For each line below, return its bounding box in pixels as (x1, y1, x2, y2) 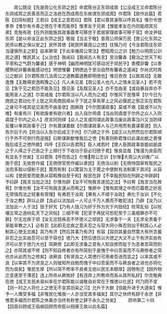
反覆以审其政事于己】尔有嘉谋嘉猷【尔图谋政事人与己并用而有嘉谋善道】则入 (5, 123, 162, 129)
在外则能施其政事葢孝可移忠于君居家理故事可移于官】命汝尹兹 (35, 29, 162, 35)
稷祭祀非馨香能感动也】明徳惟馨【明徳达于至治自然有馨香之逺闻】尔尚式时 (5, 67, 158, 72)
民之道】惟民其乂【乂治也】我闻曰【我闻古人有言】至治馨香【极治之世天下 (5, 54, 158, 60)
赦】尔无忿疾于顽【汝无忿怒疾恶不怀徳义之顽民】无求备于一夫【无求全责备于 (5, 216, 162, 222)
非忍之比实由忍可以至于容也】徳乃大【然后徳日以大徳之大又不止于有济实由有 (5, 235, 162, 241)
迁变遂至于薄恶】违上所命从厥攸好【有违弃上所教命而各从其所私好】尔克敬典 (5, 272, 162, 278)
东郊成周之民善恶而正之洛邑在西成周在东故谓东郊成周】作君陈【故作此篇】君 (5, 10, 162, 16)
